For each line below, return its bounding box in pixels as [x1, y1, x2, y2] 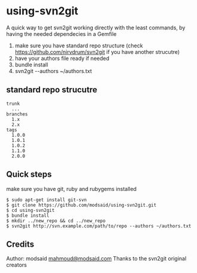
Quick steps [6, 169, 52, 180]
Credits [6, 239, 35, 249]
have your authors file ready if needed [14, 54, 110, 62]
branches [6, 111, 28, 117]
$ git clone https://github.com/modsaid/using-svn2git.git [6, 202, 157, 208]
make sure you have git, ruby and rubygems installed [6, 185, 137, 192]
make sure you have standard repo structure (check [14, 42, 143, 49]
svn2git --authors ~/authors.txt [14, 67, 92, 74]
